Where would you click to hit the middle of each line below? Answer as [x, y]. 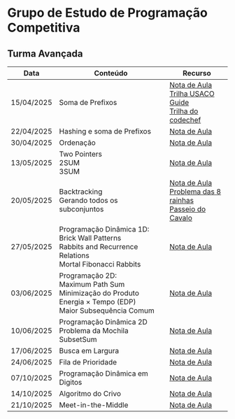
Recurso [197, 73]
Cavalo [180, 218]
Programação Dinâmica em [104, 374]
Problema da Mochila [94, 331]
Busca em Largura [89, 351]
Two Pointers [81, 154]
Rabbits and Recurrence [99, 247]
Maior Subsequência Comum [107, 311]
